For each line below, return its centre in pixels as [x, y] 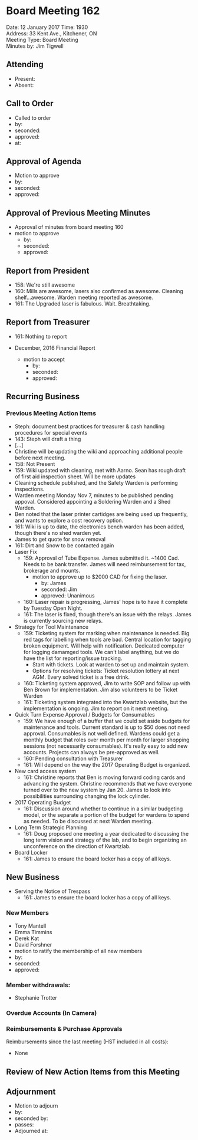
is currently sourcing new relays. [63, 620]
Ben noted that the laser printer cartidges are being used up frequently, [101, 514]
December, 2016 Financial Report [55, 348]
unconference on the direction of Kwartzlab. [77, 846]
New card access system [45, 771]
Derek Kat [27, 938]
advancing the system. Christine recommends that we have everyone [108, 783]
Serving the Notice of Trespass [52, 891]
